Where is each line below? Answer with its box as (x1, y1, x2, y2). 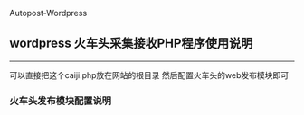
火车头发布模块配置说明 (9, 94, 111, 107)
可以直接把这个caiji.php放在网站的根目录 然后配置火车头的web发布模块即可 (9, 69, 290, 80)
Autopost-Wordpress (9, 8, 88, 18)
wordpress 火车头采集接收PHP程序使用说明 (9, 36, 253, 51)
